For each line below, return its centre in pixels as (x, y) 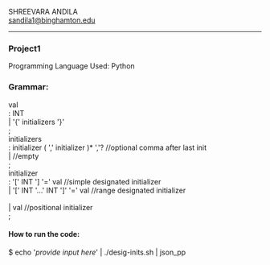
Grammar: (29, 87)
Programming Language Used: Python (72, 66)
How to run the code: (44, 234)
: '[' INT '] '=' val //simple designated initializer (85, 181)
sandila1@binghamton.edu (52, 20)
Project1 (25, 48)
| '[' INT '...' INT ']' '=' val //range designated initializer (97, 190)
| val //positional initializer (51, 207)
